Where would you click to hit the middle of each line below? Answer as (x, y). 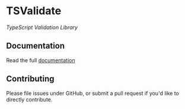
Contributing (30, 79)
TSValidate (34, 11)
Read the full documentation (41, 60)
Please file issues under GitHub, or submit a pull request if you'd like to (92, 93)
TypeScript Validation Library (42, 27)
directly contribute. (29, 100)
